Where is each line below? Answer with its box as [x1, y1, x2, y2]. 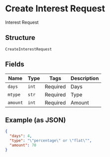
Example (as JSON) [5, 116, 66, 124]
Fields [5, 60, 25, 69]
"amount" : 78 [9, 143, 37, 148]
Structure [5, 34, 36, 42]
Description [70, 75, 99, 81]
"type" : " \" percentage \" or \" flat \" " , [9, 138, 92, 143]
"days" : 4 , [9, 134, 32, 139]
